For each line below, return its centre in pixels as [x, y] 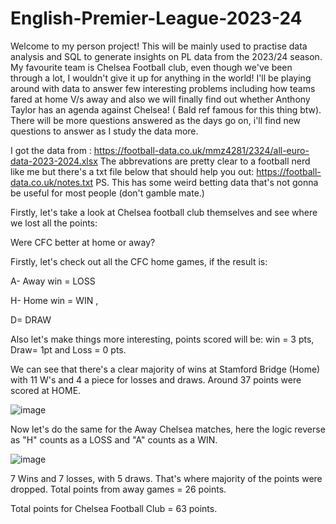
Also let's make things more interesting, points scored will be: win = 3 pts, [162, 339]
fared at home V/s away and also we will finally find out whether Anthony [160, 99]
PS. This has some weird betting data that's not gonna [207, 182]
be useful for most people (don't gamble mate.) [107, 193]
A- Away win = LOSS [53, 281]
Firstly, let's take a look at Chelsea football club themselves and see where [164, 212]
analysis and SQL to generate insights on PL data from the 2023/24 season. [166, 56]
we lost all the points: [54, 223]
